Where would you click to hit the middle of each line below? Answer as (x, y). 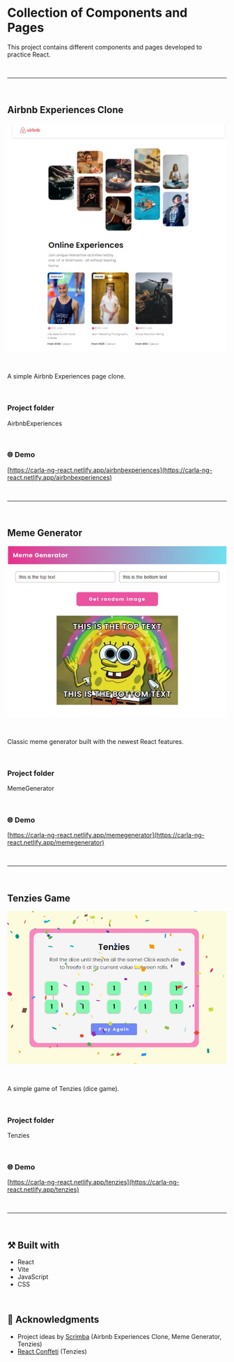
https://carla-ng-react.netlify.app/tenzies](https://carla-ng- (94, 1182)
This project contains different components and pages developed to (105, 47)
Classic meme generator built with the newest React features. (96, 741)
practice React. (29, 54)
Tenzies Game (39, 898)
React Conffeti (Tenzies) (52, 1351)
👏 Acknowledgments (53, 1320)
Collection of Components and (97, 13)
